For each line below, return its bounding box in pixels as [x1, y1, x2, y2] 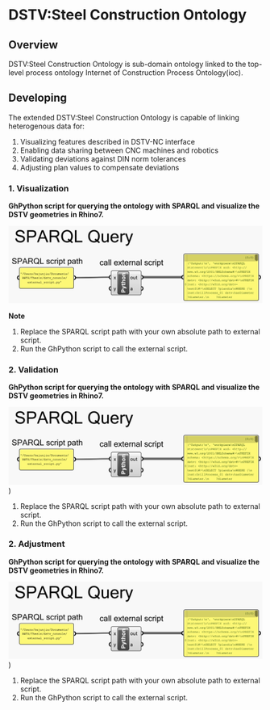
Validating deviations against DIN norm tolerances [19, 153, 187, 163]
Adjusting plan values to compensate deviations [19, 162, 180, 172]
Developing [8, 91, 67, 105]
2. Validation [8, 364, 59, 376]
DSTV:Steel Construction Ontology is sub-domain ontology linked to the [8, 59, 247, 69]
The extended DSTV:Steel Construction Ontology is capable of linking [8, 112, 240, 122]
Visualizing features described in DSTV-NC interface [19, 137, 196, 146]
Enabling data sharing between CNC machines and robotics [19, 145, 219, 155]
